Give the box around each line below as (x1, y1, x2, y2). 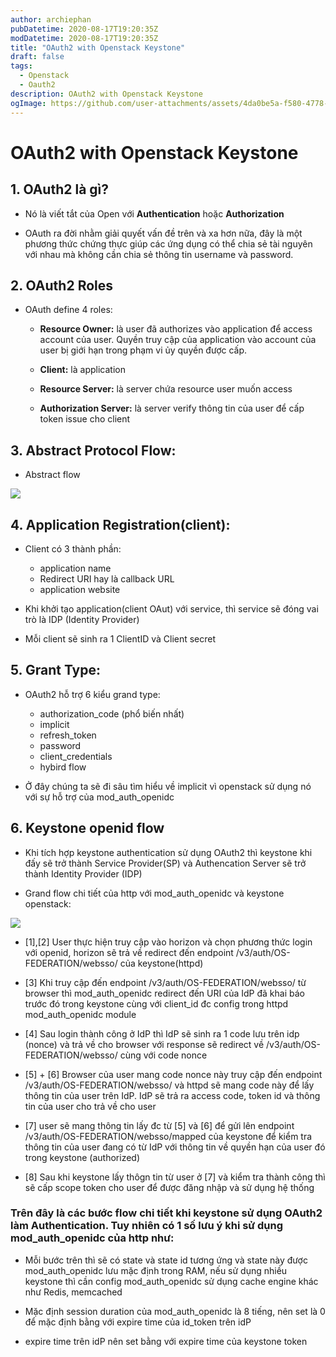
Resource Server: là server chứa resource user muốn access (39, 383, 293, 395)
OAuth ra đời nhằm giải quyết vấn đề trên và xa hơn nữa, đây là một (24, 227, 303, 239)
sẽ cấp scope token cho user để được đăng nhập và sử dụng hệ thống (24, 1181, 315, 1193)
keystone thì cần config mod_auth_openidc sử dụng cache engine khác (24, 1275, 319, 1287)
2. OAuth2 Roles (10, 277, 114, 294)
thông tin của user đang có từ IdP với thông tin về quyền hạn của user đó (24, 1141, 326, 1153)
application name (39, 562, 112, 574)
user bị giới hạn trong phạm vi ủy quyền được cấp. (39, 344, 248, 356)
